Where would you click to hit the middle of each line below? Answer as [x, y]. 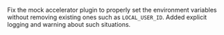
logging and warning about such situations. [69, 24]
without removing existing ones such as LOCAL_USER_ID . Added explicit [107, 17]
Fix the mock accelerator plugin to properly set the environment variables [112, 10]
